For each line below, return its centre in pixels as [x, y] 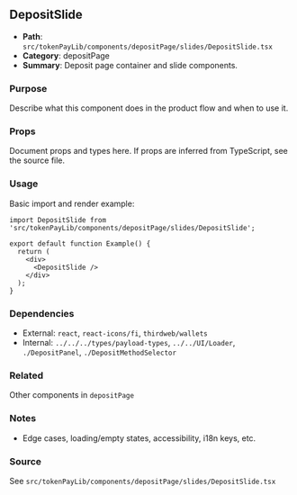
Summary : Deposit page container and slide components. [130, 65]
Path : [32, 36]
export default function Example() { [80, 243]
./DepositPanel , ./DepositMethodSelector [99, 352]
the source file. [37, 160]
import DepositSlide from [58, 220]
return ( [34, 251]
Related [27, 375]
